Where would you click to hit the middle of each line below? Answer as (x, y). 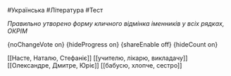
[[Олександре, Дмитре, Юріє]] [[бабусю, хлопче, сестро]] (95, 65)
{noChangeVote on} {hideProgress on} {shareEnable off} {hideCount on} (113, 44)
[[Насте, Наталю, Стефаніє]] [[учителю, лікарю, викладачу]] (98, 58)
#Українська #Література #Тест (55, 10)
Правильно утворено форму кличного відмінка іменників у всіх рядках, (116, 23)
